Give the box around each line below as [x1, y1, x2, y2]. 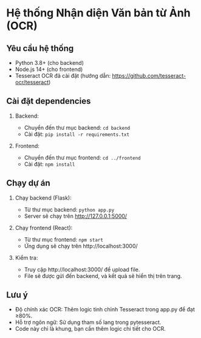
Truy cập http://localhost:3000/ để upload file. [24, 266, 140, 273]
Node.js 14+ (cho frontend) [15, 66, 83, 73]
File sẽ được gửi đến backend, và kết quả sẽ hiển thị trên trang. [24, 272, 182, 279]
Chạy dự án [6, 178, 50, 188]
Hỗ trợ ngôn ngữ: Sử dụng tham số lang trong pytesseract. [15, 319, 162, 326]
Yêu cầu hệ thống [6, 43, 74, 53]
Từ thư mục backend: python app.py [24, 206, 115, 213]
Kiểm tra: [15, 254, 38, 261]
